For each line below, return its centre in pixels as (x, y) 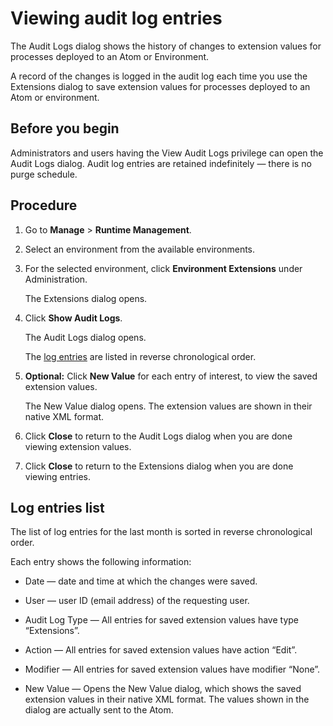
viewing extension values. (78, 446)
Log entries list (57, 507)
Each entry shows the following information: (101, 562)
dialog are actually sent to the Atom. (99, 710)
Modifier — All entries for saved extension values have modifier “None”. (172, 669)
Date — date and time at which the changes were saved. (141, 581)
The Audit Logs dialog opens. (85, 337)
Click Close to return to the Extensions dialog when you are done (159, 466)
